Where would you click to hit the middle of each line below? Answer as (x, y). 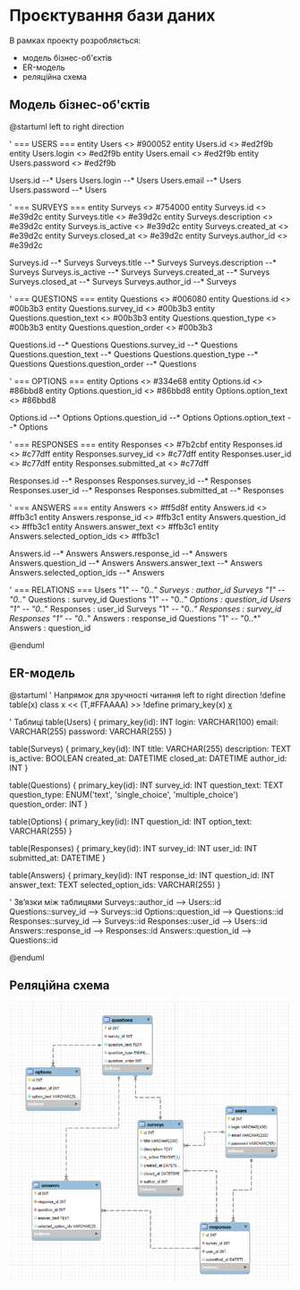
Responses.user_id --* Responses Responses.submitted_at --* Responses (147, 490)
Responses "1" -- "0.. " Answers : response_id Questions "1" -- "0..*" (135, 618)
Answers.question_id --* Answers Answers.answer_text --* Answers (136, 563)
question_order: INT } (49, 804)
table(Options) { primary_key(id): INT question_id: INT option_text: (131, 821)
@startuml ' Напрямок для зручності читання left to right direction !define (148, 695)
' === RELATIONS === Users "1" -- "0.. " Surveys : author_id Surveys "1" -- (147, 589)
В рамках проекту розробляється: (75, 40)
